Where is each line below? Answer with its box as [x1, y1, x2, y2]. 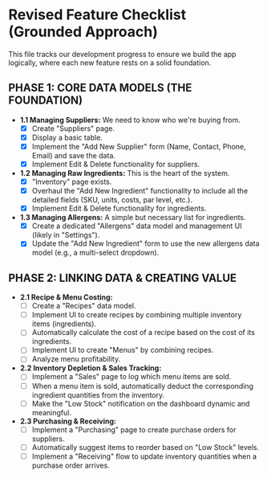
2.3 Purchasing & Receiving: [19, 416, 116, 426]
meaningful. [31, 407, 72, 417]
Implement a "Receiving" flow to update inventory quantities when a [31, 451, 257, 461]
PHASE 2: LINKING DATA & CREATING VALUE [8, 271, 237, 284]
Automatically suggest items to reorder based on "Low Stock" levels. [31, 442, 259, 451]
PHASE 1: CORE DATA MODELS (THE [8, 81, 192, 95]
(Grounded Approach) [8, 22, 159, 41]
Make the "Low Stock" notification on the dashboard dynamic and [31, 398, 250, 408]
